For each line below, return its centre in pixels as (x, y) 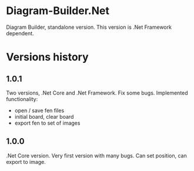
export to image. (26, 162)
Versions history (48, 57)
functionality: (22, 99)
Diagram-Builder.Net (58, 11)
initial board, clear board (44, 116)
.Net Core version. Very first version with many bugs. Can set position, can (96, 155)
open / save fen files (39, 110)
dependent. (20, 33)
